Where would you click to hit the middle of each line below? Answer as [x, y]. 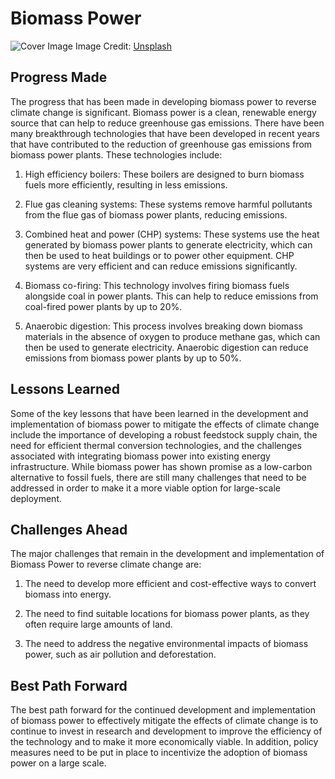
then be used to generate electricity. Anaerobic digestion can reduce [166, 347]
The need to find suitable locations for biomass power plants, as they [167, 614]
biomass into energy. [68, 594]
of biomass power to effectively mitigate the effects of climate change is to [164, 721]
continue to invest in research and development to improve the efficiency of [166, 731]
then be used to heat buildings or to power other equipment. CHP [159, 255]
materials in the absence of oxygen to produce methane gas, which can [172, 336]
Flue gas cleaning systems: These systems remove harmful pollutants [168, 204]
